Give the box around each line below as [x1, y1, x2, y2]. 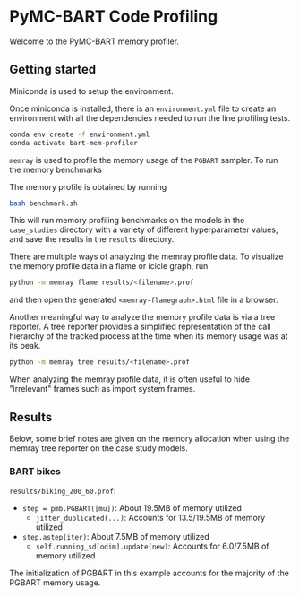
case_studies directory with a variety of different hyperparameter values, [9, 224, 278, 235]
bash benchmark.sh [9, 199, 78, 208]
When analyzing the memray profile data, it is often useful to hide [9, 374, 251, 385]
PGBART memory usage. [9, 577, 101, 588]
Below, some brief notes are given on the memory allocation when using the [9, 433, 290, 444]
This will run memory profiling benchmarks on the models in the [9, 215, 245, 226]
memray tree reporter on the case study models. [9, 442, 188, 454]
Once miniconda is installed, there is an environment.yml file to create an [9, 103, 277, 114]
